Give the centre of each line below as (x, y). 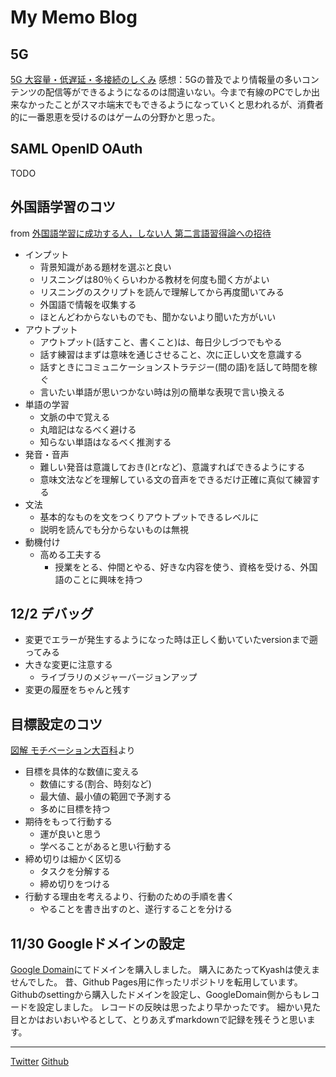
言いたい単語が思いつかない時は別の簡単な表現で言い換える (162, 392)
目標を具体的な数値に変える (82, 772)
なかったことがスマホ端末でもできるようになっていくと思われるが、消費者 (171, 104)
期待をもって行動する (68, 822)
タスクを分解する (75, 872)
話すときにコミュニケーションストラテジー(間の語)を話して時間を (174, 367)
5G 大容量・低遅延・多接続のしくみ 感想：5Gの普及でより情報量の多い (156, 79)
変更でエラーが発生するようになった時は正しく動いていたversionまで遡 (171, 640)
